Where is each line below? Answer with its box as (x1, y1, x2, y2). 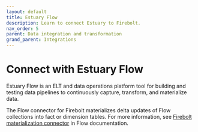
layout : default (6, 8, 47, 15)
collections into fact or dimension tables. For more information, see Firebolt (6, 113, 192, 120)
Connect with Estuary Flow (6, 62, 144, 76)
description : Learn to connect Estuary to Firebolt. (6, 20, 141, 26)
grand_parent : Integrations (6, 37, 77, 43)
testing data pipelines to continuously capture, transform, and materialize (6, 88, 187, 96)
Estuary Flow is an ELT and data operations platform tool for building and (6, 82, 186, 89)
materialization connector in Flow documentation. (6, 119, 129, 127)
